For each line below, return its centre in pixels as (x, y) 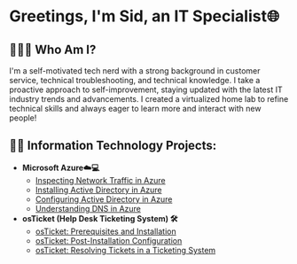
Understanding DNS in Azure (88, 208)
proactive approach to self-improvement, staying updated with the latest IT (146, 89)
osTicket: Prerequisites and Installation (106, 231)
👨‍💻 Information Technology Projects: (113, 146)
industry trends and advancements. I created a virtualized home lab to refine (149, 99)
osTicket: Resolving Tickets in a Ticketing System (125, 250)
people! (23, 118)
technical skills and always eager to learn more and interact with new (135, 109)
